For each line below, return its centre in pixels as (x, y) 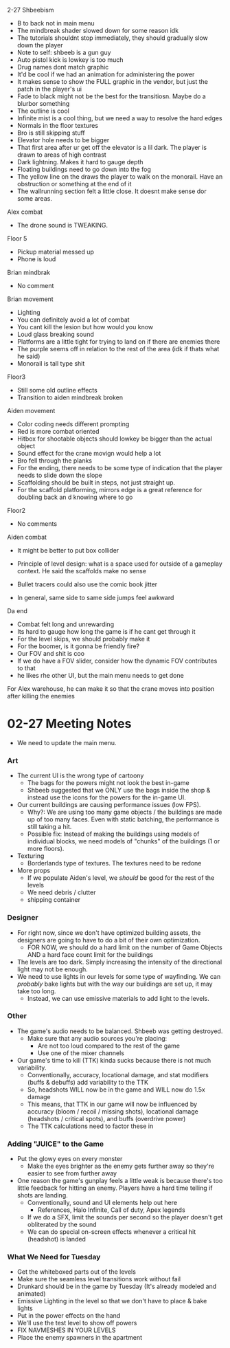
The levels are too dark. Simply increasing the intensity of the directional (119, 962)
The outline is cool (43, 111)
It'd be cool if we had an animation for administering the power (106, 74)
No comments (37, 524)
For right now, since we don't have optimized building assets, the (109, 932)
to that (26, 668)
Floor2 (16, 510)
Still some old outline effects (57, 390)
